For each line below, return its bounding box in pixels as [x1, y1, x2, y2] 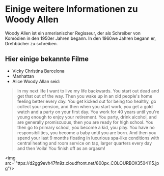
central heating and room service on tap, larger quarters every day [17, 140, 152, 146]
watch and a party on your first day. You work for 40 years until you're [17, 109, 160, 115]
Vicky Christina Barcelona [12, 68, 65, 74]
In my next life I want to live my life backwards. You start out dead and [17, 88, 160, 94]
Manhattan [12, 73, 34, 79]
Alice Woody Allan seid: [12, 78, 60, 84]
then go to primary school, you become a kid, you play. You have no [17, 124, 155, 130]
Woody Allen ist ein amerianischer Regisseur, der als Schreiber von [5, 30, 141, 36]
